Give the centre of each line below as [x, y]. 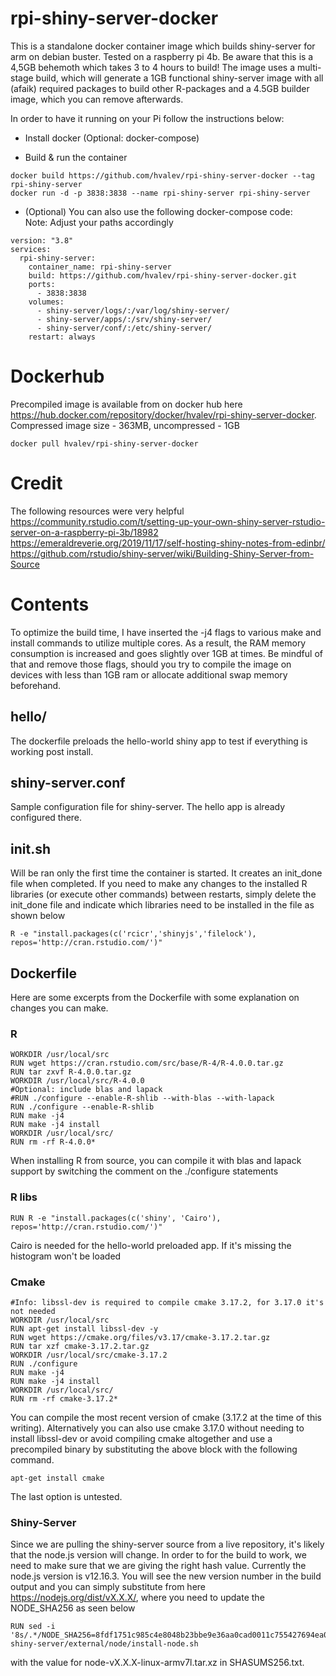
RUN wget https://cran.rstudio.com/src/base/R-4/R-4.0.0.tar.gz [147, 1063]
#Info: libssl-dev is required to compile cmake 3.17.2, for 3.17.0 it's [167, 1302]
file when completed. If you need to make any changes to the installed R [159, 884]
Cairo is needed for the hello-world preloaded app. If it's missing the [151, 1245]
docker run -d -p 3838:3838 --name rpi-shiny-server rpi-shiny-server [160, 193]
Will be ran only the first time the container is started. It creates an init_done [166, 873]
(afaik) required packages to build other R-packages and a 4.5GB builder [160, 88]
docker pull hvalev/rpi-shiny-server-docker [104, 443]
